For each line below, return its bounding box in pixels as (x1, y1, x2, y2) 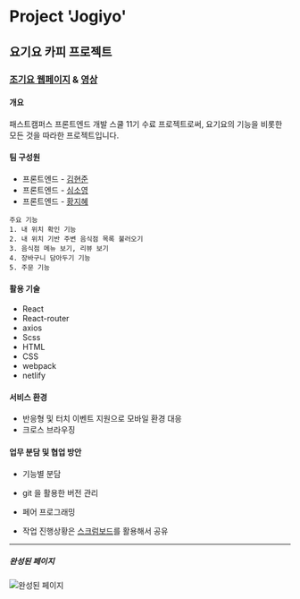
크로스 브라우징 (21, 424, 76, 435)
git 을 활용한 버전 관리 (21, 487, 99, 498)
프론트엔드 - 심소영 (21, 184, 89, 195)
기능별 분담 (21, 468, 62, 479)
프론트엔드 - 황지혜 (21, 195, 89, 207)
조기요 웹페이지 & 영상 (9, 73, 98, 86)
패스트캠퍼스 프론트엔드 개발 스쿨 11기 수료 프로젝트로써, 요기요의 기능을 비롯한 (9, 118, 283, 129)
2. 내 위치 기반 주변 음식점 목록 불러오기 (9, 235, 144, 244)
